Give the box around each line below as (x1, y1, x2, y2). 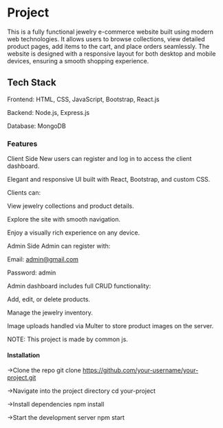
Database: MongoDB (7, 122, 67, 130)
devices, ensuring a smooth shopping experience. (7, 56, 149, 65)
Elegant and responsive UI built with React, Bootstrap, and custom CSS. (7, 175, 211, 184)
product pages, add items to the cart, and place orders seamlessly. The (7, 42, 210, 50)
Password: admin (7, 268, 56, 277)
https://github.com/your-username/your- (82, 366, 199, 374)
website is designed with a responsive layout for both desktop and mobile (7, 50, 216, 58)
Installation (7, 351, 40, 359)
